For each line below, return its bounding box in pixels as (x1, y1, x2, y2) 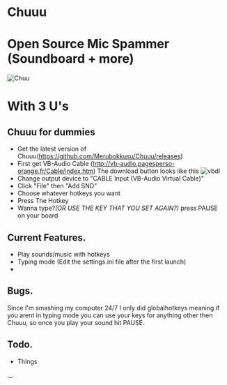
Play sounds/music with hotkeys (17, 250, 110, 258)
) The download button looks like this (93, 167, 200, 175)
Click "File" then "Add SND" (17, 182, 97, 190)
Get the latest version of (17, 144, 87, 153)
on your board (17, 211, 58, 220)
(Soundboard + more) (7, 51, 134, 67)
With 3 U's (7, 98, 70, 114)
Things (17, 357, 38, 365)
